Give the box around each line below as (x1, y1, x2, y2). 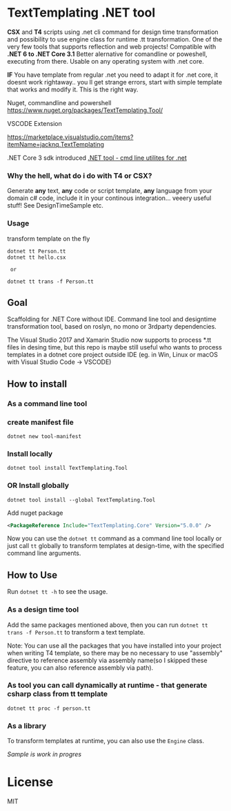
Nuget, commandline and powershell (7, 98, 112, 107)
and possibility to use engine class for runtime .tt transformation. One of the (7, 35, 223, 43)
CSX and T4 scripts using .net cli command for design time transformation (7, 28, 219, 36)
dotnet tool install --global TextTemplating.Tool (7, 496, 156, 503)
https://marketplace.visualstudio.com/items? (7, 133, 134, 141)
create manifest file (7, 417, 74, 427)
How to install (7, 378, 68, 390)
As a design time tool (7, 605, 79, 614)
